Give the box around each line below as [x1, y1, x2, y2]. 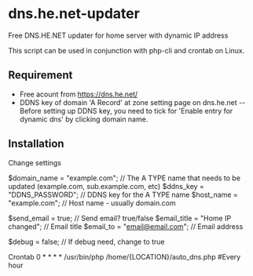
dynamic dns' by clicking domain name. [19, 114, 148, 124]
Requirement [8, 68, 73, 82]
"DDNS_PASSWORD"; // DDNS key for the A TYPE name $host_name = [8, 190, 238, 199]
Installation [8, 137, 64, 151]
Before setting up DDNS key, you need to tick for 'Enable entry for [19, 106, 233, 115]
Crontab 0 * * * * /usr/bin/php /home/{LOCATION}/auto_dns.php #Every [8, 252, 241, 261]
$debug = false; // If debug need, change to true [8, 237, 165, 246]
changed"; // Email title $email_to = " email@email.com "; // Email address [8, 221, 244, 231]
